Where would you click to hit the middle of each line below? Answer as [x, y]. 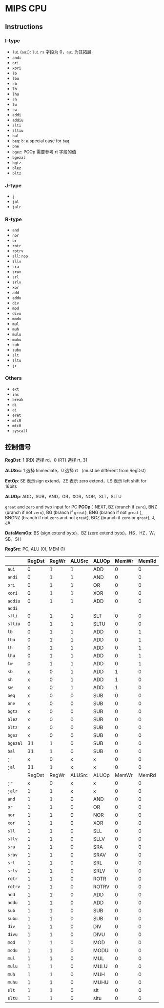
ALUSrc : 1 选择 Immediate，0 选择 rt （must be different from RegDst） [77, 470]
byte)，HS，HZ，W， [136, 533]
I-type [13, 41]
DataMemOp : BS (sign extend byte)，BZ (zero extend [59, 533]
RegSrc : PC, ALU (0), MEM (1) [35, 549]
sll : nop [20, 256]
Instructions [24, 27]
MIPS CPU [26, 9]
